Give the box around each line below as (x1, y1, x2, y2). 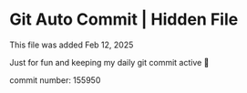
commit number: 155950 (9, 74, 101, 86)
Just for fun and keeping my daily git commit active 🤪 (9, 57, 210, 67)
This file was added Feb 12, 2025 (9, 39, 134, 50)
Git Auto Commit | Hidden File (9, 9, 239, 30)
